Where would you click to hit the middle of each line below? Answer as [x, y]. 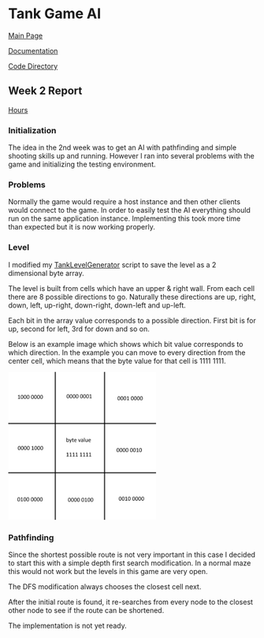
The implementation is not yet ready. [68, 625]
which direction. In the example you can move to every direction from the [127, 353]
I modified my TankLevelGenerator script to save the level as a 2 [112, 264]
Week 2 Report [45, 91]
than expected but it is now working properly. [82, 227]
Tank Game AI [55, 14]
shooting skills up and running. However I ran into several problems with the [131, 156]
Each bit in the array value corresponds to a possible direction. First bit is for [132, 320]
